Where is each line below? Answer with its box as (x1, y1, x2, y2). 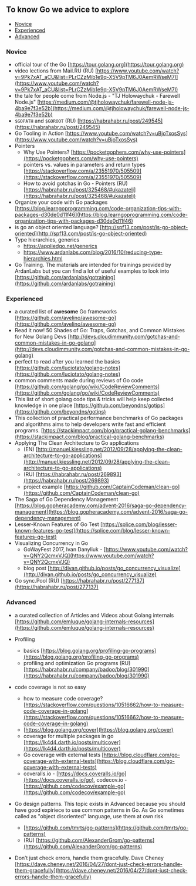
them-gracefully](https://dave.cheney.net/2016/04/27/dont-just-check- (14, 867, 188, 874)
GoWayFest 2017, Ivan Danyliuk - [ (23, 546, 106, 553)
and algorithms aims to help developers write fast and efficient (14, 421, 166, 428)
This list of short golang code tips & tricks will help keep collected (14, 396, 174, 403)
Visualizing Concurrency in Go (14, 540, 89, 547)
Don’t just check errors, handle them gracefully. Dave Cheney (14, 854, 164, 861)
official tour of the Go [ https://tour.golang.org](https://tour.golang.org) (14, 61, 184, 68)
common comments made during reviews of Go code (14, 377, 144, 384)
